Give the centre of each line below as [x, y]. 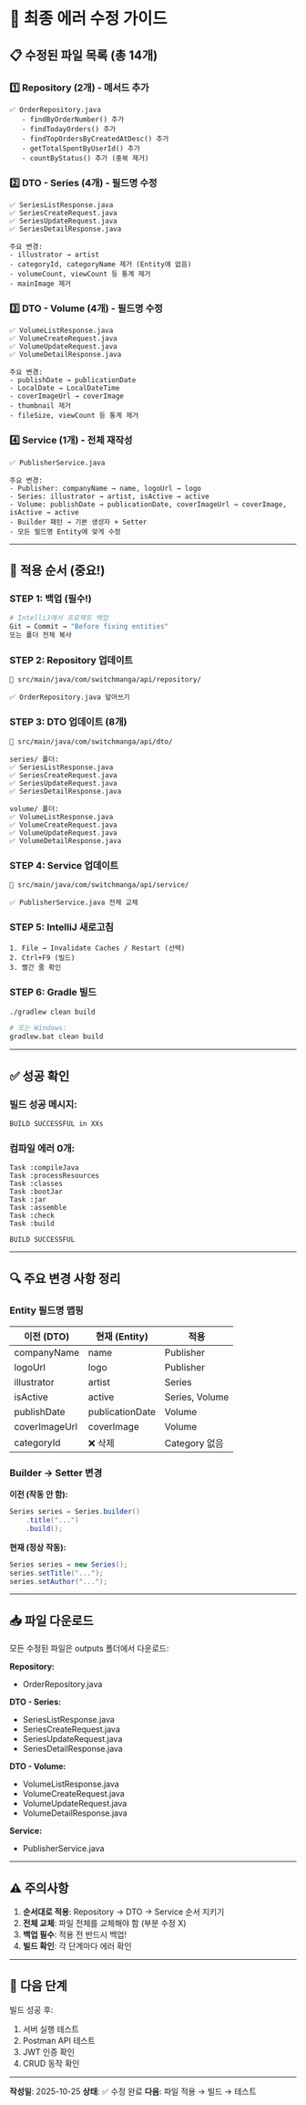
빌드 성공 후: [31, 2009]
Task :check [32, 1216]
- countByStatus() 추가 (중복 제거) [85, 158]
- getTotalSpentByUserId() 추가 [81, 148]
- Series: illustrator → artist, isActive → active [109, 496]
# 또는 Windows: [38, 1028]
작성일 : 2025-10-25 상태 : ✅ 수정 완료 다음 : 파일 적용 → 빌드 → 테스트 [133, 2091]
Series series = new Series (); [69, 1564]
